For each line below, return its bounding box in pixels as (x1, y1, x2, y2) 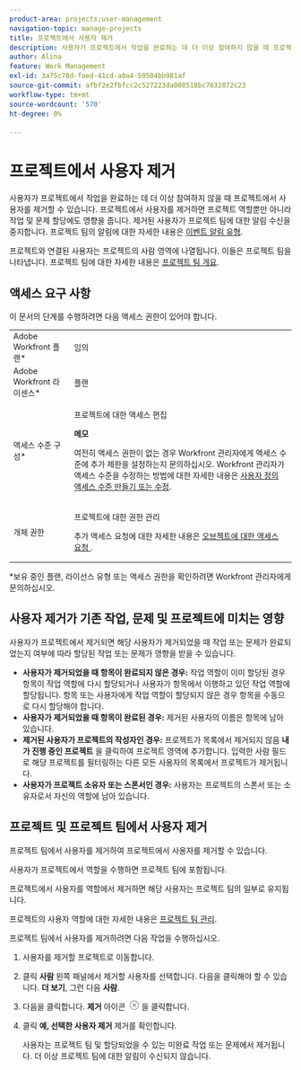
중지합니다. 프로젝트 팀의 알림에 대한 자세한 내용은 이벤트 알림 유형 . (9, 226, 244, 237)
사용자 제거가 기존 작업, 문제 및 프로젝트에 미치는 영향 (9, 611, 285, 626)
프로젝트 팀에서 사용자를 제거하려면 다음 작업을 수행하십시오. (9, 933, 220, 943)
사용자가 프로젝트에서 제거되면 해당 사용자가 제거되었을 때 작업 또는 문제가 (9, 636, 268, 647)
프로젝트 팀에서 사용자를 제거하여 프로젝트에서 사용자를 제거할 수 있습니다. (9, 845, 268, 855)
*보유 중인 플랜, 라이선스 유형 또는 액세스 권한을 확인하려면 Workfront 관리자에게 (9, 571, 291, 581)
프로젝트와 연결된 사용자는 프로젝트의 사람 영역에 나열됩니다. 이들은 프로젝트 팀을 (9, 245, 292, 256)
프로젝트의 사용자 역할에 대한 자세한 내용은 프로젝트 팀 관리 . (9, 913, 218, 924)
